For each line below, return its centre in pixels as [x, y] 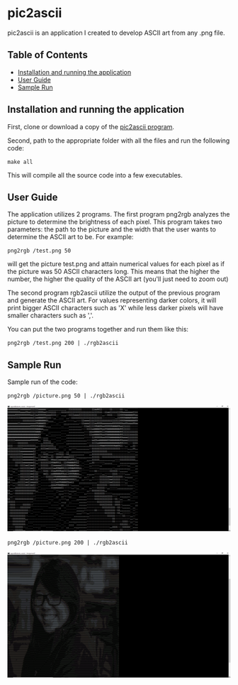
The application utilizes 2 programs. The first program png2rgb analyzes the [119, 214]
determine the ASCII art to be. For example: [70, 237]
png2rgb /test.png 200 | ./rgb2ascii [63, 343]
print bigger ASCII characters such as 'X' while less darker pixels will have [115, 308]
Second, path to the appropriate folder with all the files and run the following [119, 141]
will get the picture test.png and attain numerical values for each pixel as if [116, 264]
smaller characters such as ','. [51, 316]
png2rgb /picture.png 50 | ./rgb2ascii [66, 396]
